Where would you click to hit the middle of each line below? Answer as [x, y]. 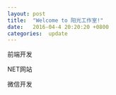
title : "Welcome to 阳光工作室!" [56, 20]
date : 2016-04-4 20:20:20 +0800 [58, 27]
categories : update [38, 33]
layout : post [27, 14]
